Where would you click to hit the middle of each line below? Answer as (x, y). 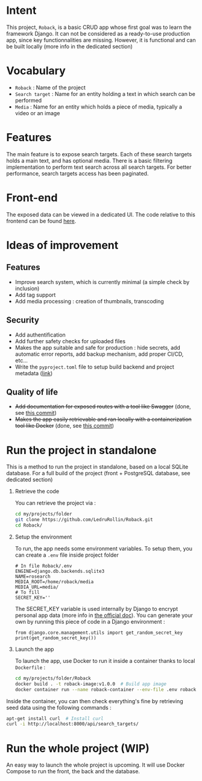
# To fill (27, 592)
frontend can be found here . (41, 221)
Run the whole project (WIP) (78, 748)
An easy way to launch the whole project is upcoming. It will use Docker (96, 765)
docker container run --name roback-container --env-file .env (96, 689)
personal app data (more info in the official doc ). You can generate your (104, 615)
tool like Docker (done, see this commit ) (65, 426)
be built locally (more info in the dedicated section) (69, 46)
